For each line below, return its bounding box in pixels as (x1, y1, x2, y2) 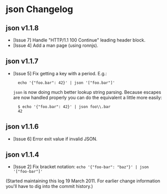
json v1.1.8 (6, 24, 39, 32)
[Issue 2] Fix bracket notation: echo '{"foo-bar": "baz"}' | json (13, 164, 149, 170)
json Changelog (6, 4, 74, 15)
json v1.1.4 (6, 151, 39, 159)
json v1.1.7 (6, 57, 38, 66)
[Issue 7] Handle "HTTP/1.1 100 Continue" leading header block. (13, 37, 146, 43)
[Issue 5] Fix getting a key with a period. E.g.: (13, 70, 107, 76)
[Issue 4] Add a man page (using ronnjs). (13, 42, 98, 48)
